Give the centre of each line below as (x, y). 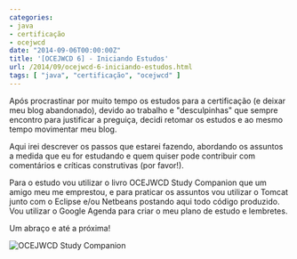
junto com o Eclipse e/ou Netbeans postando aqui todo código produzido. (144, 201)
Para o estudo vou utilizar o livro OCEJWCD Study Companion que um (138, 182)
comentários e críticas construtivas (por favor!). (96, 165)
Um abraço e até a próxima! (60, 228)
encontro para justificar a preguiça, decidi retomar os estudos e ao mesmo (146, 119)
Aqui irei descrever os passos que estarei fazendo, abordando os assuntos (146, 146)
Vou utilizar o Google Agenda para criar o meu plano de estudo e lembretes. (148, 211)
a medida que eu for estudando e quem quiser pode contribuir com (132, 156)
